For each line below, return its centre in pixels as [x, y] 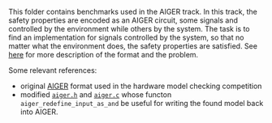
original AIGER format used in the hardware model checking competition [141, 86]
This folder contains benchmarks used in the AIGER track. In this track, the [133, 12]
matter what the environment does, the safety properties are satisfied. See [133, 46]
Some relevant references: [53, 70]
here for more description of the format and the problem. [104, 55]
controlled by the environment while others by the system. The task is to [129, 29]
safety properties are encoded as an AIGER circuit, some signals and [123, 20]
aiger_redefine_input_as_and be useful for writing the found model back [142, 103]
